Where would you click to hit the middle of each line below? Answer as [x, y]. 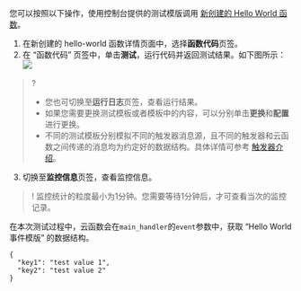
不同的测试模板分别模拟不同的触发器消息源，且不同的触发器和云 [163, 136]
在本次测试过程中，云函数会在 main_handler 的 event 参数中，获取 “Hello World [150, 226]
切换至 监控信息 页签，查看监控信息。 [89, 177]
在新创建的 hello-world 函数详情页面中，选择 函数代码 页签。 [132, 44]
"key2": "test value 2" [62, 270]
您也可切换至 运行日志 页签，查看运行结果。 [124, 102]
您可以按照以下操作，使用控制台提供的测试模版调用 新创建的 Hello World [143, 13]
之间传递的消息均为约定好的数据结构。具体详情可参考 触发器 [164, 147]
